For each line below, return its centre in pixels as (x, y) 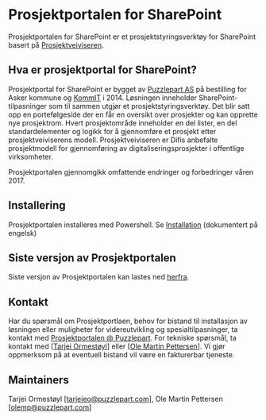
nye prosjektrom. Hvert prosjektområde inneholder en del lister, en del (123, 123)
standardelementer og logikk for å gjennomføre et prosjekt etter (112, 131)
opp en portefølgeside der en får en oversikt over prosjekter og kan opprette (133, 114)
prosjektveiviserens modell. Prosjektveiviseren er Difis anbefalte (113, 140)
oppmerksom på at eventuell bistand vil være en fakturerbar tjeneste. (121, 355)
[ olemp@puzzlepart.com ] (50, 407)
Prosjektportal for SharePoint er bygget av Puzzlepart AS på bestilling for (128, 89)
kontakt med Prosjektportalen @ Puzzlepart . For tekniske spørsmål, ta (122, 338)
